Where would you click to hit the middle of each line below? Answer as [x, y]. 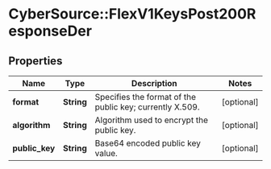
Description [154, 83]
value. [106, 153]
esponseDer [50, 31]
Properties [35, 61]
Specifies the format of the [145, 97]
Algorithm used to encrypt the [151, 120]
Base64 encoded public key [148, 143]
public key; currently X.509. [147, 107]
